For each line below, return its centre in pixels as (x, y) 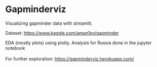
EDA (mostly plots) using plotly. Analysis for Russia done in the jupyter (78, 43)
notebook (15, 48)
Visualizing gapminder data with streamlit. (49, 23)
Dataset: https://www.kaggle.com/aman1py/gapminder (62, 33)
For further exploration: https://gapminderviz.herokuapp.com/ (70, 58)
